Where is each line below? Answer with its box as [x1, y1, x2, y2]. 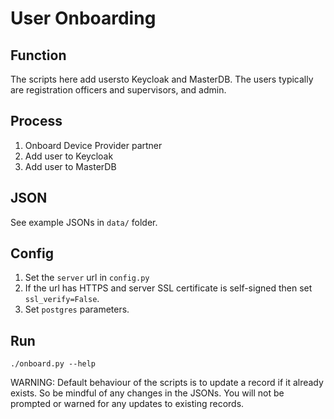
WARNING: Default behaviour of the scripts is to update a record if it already [10, 377, 324, 389]
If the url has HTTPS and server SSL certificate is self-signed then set [24, 282, 313, 294]
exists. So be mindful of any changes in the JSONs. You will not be [10, 387, 285, 399]
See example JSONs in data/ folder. [10, 216, 158, 228]
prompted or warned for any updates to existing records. [10, 398, 245, 410]
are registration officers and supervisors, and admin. [10, 84, 227, 96]
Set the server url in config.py [24, 272, 150, 284]
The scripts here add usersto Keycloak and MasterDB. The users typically [10, 73, 314, 85]
